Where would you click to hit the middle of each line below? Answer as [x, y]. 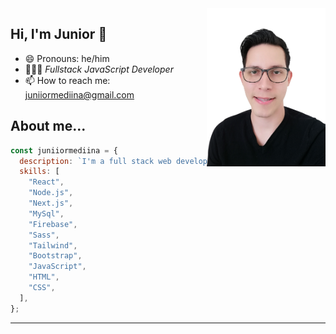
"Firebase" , [53, 224]
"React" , [46, 182]
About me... [48, 126]
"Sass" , [44, 235]
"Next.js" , [51, 203]
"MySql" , [46, 213]
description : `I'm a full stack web [95, 161]
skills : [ [39, 172]
